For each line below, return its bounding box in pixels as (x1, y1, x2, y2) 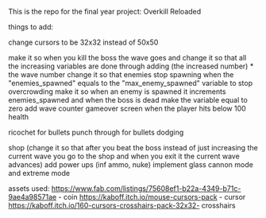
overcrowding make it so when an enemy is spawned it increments (8, 87, 226, 96)
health (8, 112, 29, 122)
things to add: (8, 22, 54, 31)
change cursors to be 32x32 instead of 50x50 (8, 37, 159, 47)
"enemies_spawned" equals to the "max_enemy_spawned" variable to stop (8, 79, 253, 88)
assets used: (8, 184, 50, 193)
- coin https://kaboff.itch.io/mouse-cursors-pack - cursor (58, 193, 246, 201)
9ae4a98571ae (8, 193, 57, 201)
